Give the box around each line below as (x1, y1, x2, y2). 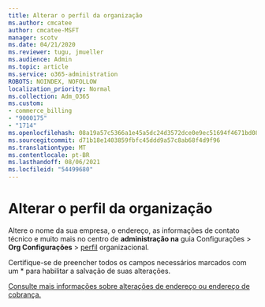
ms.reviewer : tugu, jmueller (8, 48, 104, 56)
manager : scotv (8, 33, 58, 42)
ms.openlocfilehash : (8, 129, 77, 137)
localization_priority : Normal (8, 84, 111, 93)
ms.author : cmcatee (8, 19, 73, 27)
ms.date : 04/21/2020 (8, 41, 77, 49)
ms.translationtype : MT (8, 144, 87, 152)
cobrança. (8, 290, 42, 299)
